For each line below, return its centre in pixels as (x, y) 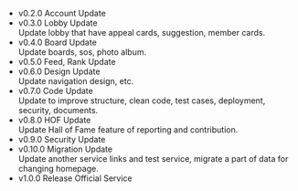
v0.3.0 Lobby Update (58, 23)
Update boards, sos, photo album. (82, 52)
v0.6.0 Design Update (59, 71)
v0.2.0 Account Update (62, 13)
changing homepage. (58, 169)
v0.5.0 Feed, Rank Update (67, 62)
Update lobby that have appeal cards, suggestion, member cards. (142, 32)
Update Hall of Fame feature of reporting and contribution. (128, 130)
